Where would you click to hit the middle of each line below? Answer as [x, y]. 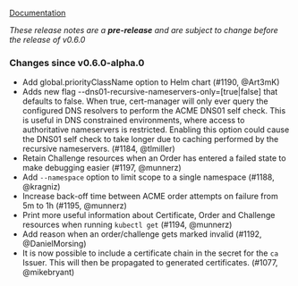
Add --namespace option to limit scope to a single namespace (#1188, [148, 177]
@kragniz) [41, 187]
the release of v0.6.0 [47, 40]
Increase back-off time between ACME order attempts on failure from [150, 197]
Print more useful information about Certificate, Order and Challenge [149, 215]
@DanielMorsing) [54, 244]
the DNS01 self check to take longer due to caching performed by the [150, 139]
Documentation [38, 13]
